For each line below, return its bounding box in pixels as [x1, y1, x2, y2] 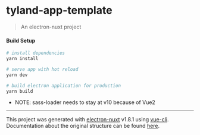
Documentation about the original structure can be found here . [6, 123, 160, 130]
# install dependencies [6, 50, 65, 56]
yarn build [6, 88, 33, 94]
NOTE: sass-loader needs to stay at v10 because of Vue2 [14, 99, 156, 106]
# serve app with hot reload [6, 66, 79, 72]
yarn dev [6, 72, 28, 78]
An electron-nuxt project [20, 23, 82, 30]
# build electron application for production [6, 83, 121, 89]
